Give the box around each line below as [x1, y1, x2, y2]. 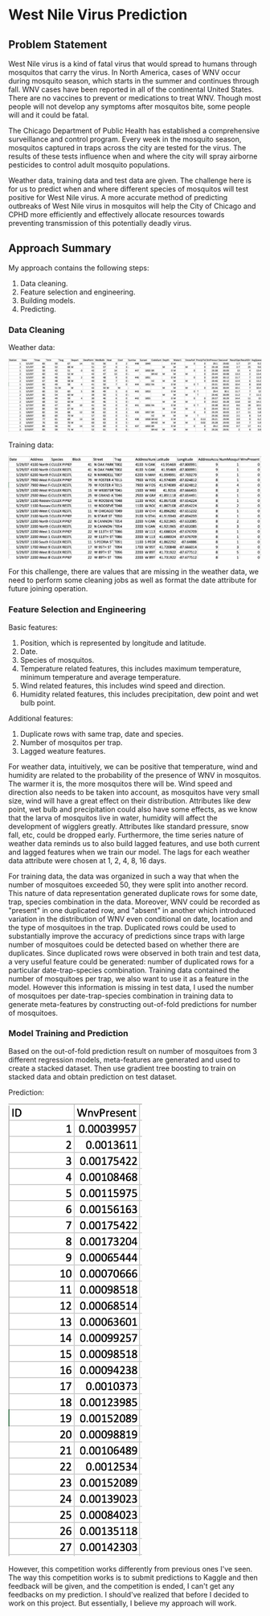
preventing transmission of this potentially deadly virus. [8, 219, 192, 228]
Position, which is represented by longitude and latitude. [19, 638, 207, 648]
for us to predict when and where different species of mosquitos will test [8, 184, 249, 194]
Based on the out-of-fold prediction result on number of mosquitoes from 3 [8, 1046, 257, 1055]
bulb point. [19, 697, 56, 707]
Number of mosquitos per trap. [19, 738, 123, 747]
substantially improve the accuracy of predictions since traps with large [8, 931, 245, 940]
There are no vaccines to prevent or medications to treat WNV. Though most [8, 93, 261, 102]
